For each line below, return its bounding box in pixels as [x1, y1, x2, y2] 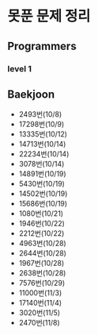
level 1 [7, 63, 32, 74]
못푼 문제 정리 [7, 7, 91, 25]
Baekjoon [7, 87, 55, 101]
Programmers [7, 39, 77, 52]
